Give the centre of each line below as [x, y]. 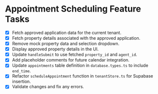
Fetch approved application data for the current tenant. [67, 32]
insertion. [22, 81]
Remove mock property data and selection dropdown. [66, 44]
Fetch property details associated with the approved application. [76, 38]
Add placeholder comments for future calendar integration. [71, 60]
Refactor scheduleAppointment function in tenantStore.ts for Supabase [82, 76]
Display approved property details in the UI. [55, 49]
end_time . [22, 71]
